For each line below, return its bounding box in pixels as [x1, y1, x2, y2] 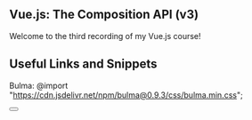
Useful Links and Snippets [9, 57, 158, 72]
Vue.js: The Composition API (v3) [9, 7, 199, 22]
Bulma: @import [9, 80, 69, 91]
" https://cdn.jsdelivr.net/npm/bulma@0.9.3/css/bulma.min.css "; [9, 89, 243, 100]
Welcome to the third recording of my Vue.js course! [9, 30, 202, 41]
